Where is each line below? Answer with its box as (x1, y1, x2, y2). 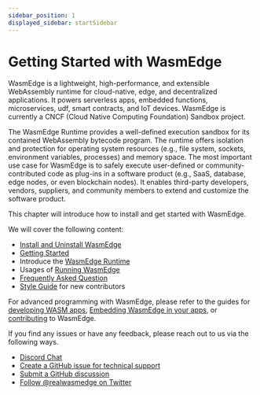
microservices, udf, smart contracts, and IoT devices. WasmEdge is (8, 104, 226, 113)
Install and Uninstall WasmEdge (19, 240, 122, 249)
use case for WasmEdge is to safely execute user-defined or (8, 161, 204, 170)
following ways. (8, 338, 59, 347)
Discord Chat (19, 353, 63, 362)
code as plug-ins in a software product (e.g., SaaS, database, (47, 169, 246, 179)
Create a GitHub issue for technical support (19, 361, 161, 371)
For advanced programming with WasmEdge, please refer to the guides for (8, 297, 251, 307)
